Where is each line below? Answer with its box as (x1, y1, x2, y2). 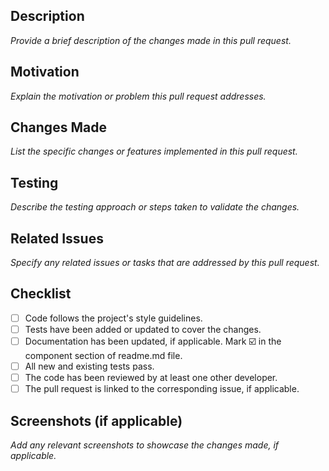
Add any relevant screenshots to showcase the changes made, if (10, 439, 280, 451)
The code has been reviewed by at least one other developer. (24, 372, 278, 384)
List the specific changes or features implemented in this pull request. (10, 145, 298, 158)
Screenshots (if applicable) (10, 412, 183, 429)
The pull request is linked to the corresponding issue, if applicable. (24, 383, 300, 395)
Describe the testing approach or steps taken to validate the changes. (10, 201, 300, 213)
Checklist (10, 285, 72, 303)
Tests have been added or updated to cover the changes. (24, 323, 262, 335)
